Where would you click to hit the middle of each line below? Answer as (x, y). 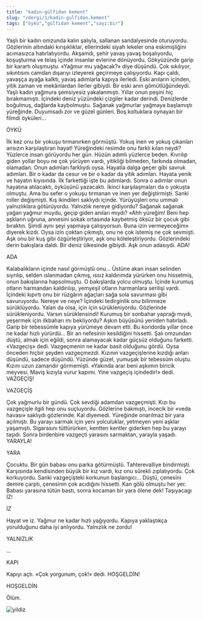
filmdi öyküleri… (26, 118)
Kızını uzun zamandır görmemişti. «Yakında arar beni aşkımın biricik (91, 366)
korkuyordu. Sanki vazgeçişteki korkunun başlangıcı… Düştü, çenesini (94, 478)
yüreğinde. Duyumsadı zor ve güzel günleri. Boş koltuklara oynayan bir (95, 112)
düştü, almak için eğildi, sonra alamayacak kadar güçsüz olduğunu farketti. (100, 340)
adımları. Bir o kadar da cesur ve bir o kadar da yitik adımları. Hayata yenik (99, 174)
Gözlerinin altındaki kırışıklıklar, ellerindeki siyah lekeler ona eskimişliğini (96, 47)
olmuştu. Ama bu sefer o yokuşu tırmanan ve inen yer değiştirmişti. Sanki (98, 194)
